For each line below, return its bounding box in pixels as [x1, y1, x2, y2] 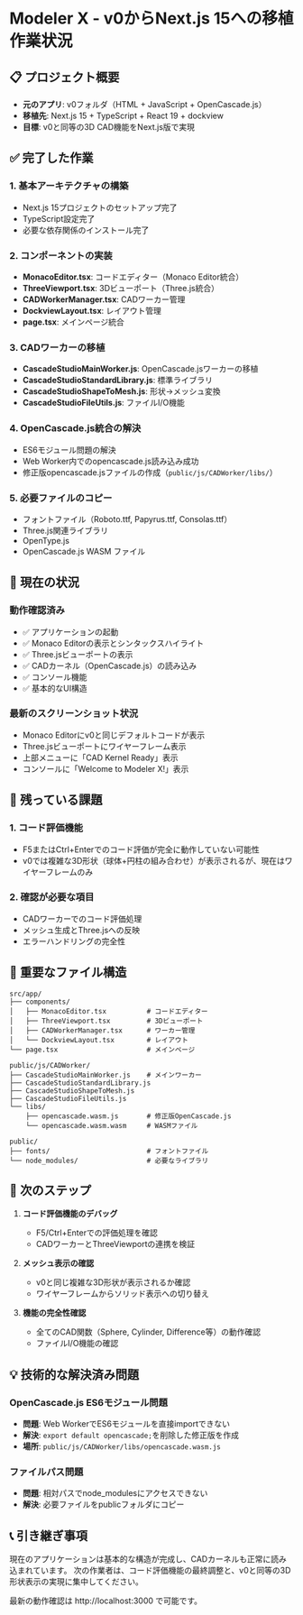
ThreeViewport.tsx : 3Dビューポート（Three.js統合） [22, 282, 219, 293]
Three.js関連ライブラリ [22, 525, 109, 536]
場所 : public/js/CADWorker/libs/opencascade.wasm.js [22, 1441, 221, 1452]
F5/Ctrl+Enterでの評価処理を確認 [35, 1227, 158, 1238]
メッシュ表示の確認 [22, 1258, 95, 1269]
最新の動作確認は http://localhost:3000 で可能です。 [9, 1595, 203, 1606]
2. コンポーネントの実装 [9, 249, 113, 262]
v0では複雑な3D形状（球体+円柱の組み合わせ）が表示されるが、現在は [22, 855, 286, 866]
